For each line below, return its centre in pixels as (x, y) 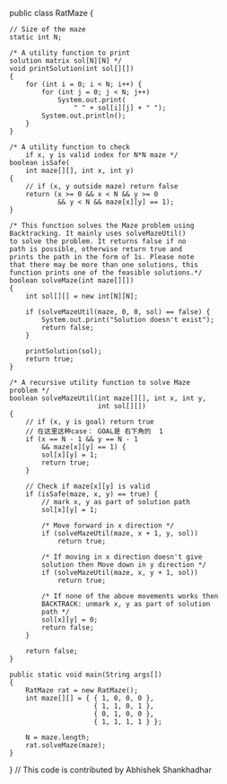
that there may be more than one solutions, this (104, 265)
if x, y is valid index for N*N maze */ (102, 155)
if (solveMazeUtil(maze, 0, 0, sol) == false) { (118, 312)
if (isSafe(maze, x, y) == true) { (92, 494)
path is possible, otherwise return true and (96, 249)
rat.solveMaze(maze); (65, 745)
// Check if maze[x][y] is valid (88, 486)
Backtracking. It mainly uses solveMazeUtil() (98, 233)
